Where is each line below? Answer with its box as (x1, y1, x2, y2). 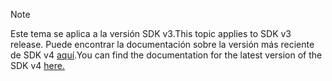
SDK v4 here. (10, 60, 65, 71)
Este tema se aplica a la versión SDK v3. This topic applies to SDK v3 (10, 28, 292, 39)
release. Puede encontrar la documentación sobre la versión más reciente (10, 39, 315, 50)
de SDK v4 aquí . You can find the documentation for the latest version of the (10, 49, 323, 61)
